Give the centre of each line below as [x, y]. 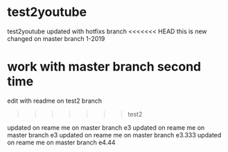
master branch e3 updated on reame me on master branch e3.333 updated [114, 135]
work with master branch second [104, 67]
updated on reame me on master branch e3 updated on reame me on [106, 127]
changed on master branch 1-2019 [56, 38]
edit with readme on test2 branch [55, 101]
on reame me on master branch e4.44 [61, 142]
